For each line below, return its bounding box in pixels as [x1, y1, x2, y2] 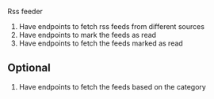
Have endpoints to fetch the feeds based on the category [18, 82, 207, 91]
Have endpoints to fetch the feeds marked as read [18, 38, 183, 48]
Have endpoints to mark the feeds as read [18, 31, 156, 39]
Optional [7, 61, 51, 75]
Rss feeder [7, 7, 43, 16]
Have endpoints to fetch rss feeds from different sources [18, 22, 205, 31]
